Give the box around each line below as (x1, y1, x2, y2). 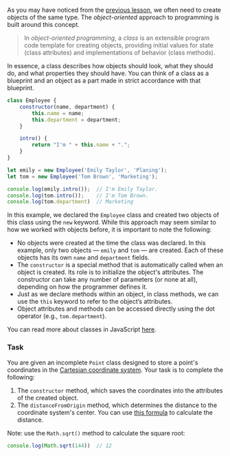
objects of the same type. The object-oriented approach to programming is (7, 13, 220, 21)
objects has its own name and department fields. (16, 253, 150, 262)
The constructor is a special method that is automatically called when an (16, 261, 223, 269)
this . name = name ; (32, 110, 84, 116)
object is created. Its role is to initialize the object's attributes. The (16, 268, 204, 276)
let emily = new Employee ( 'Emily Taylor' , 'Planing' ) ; (7, 167, 168, 174)
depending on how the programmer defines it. (16, 282, 148, 291)
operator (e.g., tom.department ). (16, 312, 107, 320)
